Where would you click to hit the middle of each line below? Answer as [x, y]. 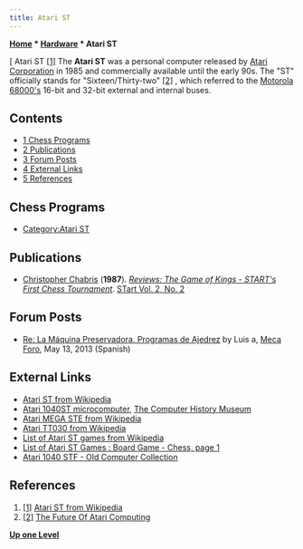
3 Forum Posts [49, 159]
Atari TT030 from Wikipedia [74, 428]
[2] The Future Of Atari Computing [86, 516]
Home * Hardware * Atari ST [63, 43]
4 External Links [52, 169]
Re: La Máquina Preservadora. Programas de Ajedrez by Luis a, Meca [152, 339]
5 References [47, 178]
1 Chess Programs [56, 140]
